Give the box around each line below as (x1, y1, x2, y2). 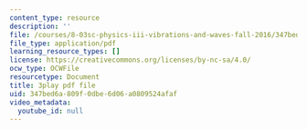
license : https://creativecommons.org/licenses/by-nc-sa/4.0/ (9, 55, 251, 64)
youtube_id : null (17, 106, 84, 115)
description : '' (9, 22, 71, 31)
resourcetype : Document (9, 73, 101, 82)
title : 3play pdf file (9, 81, 96, 90)
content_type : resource (9, 13, 101, 23)
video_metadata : (9, 97, 71, 107)
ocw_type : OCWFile (9, 64, 79, 74)
